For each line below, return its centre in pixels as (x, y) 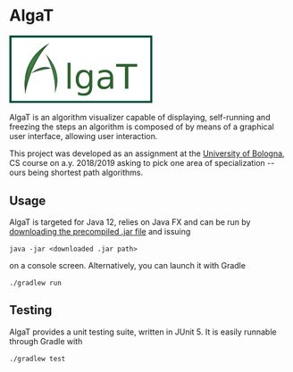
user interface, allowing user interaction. (84, 136)
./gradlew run (36, 283)
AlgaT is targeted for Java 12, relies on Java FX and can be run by (130, 222)
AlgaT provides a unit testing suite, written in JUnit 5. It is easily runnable (143, 332)
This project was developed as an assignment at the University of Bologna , (147, 153)
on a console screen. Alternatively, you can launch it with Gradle (127, 265)
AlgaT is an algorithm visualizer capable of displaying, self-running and (140, 118)
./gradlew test (38, 359)
